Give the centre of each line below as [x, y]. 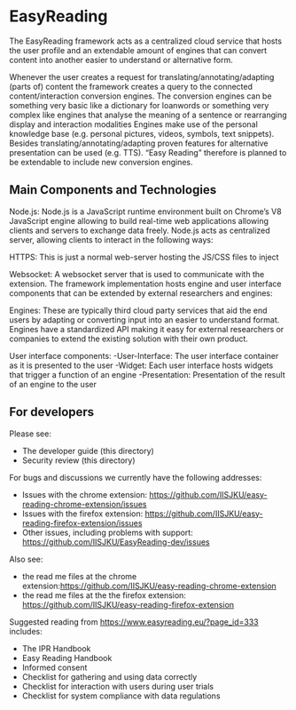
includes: [26, 631]
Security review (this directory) [78, 460]
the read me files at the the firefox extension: [104, 595]
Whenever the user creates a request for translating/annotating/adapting [142, 76]
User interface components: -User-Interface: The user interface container [144, 355]
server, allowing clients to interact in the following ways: [111, 239]
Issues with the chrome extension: [85, 494]
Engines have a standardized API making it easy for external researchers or [147, 329]
